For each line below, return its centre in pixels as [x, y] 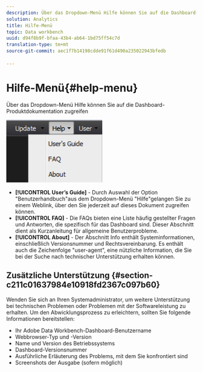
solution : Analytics [32, 19]
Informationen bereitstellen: [40, 319]
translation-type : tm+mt [37, 45]
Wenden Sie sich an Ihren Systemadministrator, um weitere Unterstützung [98, 300]
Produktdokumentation [35, 111]
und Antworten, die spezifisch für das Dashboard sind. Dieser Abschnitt [105, 224]
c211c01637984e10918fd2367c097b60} [83, 285]
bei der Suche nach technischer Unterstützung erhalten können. [95, 256]
